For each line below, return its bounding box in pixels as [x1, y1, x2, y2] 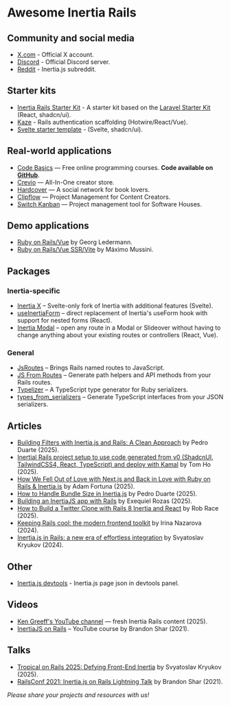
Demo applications [7, 220, 89, 232]
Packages [7, 265, 50, 277]
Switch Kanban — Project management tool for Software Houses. [16, 200, 203, 208]
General [7, 348, 34, 358]
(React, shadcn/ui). [16, 110, 71, 118]
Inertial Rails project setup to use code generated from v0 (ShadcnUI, [16, 453, 214, 462]
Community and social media [7, 32, 135, 44]
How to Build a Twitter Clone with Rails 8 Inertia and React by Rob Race [16, 504, 219, 513]
